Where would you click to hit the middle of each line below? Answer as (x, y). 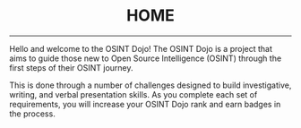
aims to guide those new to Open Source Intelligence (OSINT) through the (146, 58)
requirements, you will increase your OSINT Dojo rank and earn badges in (145, 104)
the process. (32, 114)
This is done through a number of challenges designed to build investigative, (150, 85)
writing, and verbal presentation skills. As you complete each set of (133, 94)
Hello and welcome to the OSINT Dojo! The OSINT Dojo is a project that (141, 48)
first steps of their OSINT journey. (71, 67)
